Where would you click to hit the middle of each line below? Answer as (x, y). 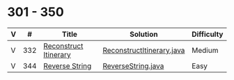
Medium (205, 50)
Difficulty (207, 34)
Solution (144, 34)
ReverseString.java (133, 65)
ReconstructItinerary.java (144, 50)
